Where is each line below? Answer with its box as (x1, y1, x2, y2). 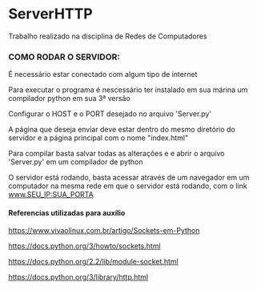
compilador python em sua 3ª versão (8, 94, 131, 103)
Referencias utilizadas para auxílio (8, 207, 126, 217)
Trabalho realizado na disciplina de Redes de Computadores (8, 31, 207, 41)
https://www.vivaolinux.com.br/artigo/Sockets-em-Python (8, 226, 200, 236)
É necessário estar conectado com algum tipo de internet (8, 70, 198, 79)
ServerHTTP (8, 5, 94, 23)
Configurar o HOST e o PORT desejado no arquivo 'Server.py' (8, 109, 212, 119)
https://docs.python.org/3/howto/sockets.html (8, 241, 162, 251)
